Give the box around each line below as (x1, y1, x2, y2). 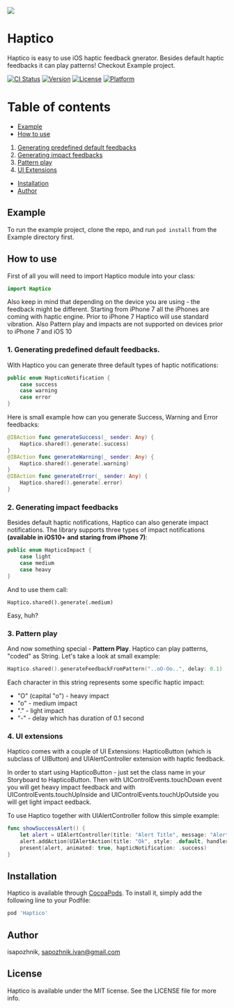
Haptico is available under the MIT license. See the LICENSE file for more (7, 986, 217, 995)
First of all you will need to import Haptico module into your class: (7, 271, 196, 280)
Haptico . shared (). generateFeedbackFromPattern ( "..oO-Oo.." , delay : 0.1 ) (7, 665, 223, 672)
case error (19, 394, 52, 401)
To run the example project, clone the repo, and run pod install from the (7, 225, 217, 233)
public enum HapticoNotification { (7, 374, 111, 381)
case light (19, 553, 52, 561)
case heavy (19, 566, 52, 573)
